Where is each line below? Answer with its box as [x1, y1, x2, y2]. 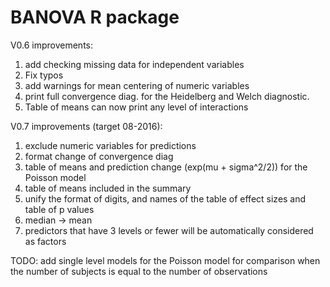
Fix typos [24, 69, 64, 81]
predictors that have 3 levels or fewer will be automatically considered [24, 224, 314, 236]
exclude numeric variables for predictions [24, 139, 197, 151]
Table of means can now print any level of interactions [24, 101, 249, 113]
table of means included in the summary [24, 182, 192, 194]
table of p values [24, 203, 95, 215]
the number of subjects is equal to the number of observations [10, 265, 268, 277]
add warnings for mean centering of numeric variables [24, 79, 250, 91]
